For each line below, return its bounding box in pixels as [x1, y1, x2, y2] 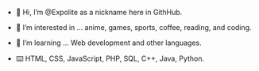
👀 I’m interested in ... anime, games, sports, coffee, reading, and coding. [15, 23, 252, 32]
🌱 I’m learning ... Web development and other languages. [15, 38, 203, 47]
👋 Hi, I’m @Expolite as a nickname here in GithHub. [15, 8, 183, 17]
